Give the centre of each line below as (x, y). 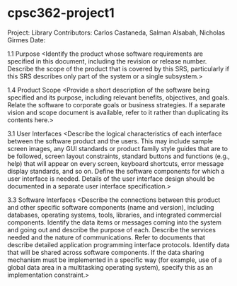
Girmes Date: (27, 40)
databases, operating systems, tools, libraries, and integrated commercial (114, 215)
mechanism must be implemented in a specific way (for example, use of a (115, 260)
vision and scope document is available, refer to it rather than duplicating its (118, 112)
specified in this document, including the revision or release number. (107, 61)
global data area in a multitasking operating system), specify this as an (110, 267)
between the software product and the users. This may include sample (110, 141)
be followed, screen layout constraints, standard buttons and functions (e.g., (118, 156)
